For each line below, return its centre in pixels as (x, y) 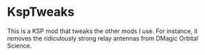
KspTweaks (41, 12)
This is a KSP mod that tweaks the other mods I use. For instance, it (102, 31)
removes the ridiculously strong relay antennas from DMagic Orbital (103, 38)
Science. (20, 45)
